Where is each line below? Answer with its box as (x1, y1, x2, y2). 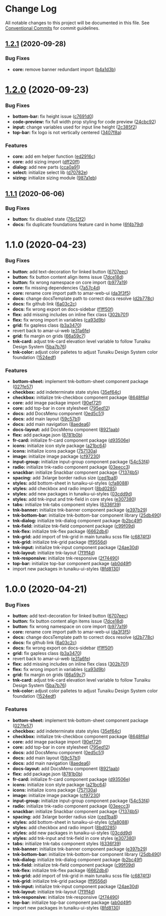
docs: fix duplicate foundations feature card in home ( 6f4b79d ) (12, 221, 144, 227)
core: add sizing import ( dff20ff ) (12, 159, 80, 165)
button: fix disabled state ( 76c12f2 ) (12, 216, 86, 222)
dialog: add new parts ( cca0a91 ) (12, 164, 80, 170)
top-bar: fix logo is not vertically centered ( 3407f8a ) (12, 130, 122, 136)
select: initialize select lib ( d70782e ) (12, 169, 88, 175)
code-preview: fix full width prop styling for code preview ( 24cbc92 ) (12, 119, 156, 125)
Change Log (5, 3, 57, 15)
